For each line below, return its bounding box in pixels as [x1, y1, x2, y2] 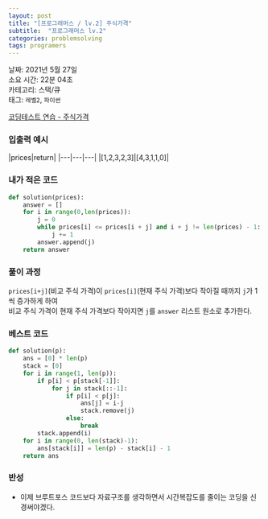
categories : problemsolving [8, 34, 103, 43]
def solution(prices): [8, 193, 85, 201]
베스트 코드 [8, 327, 49, 339]
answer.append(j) [37, 238, 95, 246]
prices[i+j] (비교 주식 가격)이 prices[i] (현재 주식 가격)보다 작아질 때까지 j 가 [8, 286, 254, 296]
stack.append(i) [37, 429, 92, 437]
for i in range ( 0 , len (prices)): [23, 208, 131, 216]
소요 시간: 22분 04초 [8, 75, 74, 84]
